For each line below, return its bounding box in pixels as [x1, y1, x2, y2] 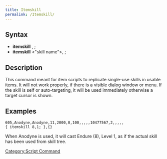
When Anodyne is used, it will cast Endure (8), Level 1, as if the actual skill [5, 133, 157, 139]
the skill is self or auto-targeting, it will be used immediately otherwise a [5, 87, 153, 93]
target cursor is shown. [5, 93, 53, 99]
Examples [5, 107, 36, 115]
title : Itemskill [5, 7, 41, 12]
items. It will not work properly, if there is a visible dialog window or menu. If [5, 82, 162, 88]
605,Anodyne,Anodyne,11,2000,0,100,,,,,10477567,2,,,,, [5, 120, 124, 125]
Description [5, 63, 42, 72]
